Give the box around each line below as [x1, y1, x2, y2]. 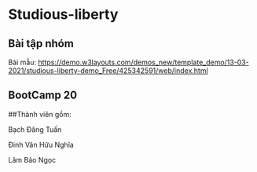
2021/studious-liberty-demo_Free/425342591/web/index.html [8, 66, 208, 75]
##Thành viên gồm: [8, 109, 72, 119]
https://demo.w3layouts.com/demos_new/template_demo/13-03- [38, 57, 249, 67]
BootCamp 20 [8, 89, 77, 102]
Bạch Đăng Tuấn [8, 124, 62, 134]
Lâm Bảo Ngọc [8, 155, 57, 164]
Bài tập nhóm [8, 37, 75, 50]
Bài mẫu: [8, 57, 37, 67]
